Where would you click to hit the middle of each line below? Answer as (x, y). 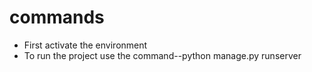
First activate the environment (85, 45)
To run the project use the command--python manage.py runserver (162, 55)
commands (57, 17)
